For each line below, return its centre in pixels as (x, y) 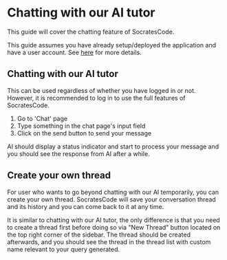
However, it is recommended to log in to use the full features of (96, 98)
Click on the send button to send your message (84, 133)
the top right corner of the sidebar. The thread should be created (99, 235)
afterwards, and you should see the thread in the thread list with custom (109, 241)
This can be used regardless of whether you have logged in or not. (101, 90)
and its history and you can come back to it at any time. (86, 206)
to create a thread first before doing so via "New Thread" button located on (114, 227)
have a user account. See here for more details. (75, 52)
